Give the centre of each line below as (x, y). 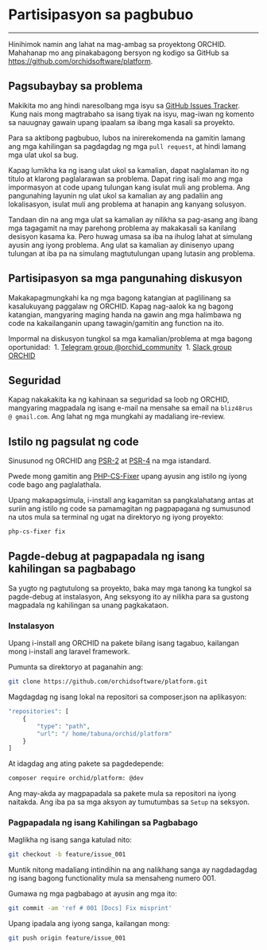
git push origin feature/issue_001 (67, 938)
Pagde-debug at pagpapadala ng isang (106, 557)
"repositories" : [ (39, 712)
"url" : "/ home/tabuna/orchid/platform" (104, 734)
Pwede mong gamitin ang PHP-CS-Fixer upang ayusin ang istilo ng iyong (128, 477)
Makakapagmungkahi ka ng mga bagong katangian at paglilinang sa (120, 297)
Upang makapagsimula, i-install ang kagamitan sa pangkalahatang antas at (131, 501)
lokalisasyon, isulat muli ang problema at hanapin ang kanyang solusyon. (127, 204)
